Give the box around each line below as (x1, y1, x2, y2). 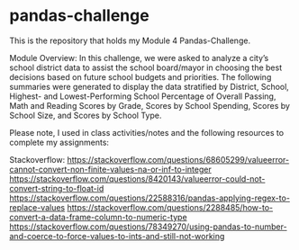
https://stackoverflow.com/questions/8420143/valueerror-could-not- (9, 173, 266, 184)
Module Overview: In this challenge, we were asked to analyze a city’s (9, 52, 269, 63)
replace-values (9, 201, 66, 212)
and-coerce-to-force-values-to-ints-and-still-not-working (9, 230, 225, 241)
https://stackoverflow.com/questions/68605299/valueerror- (67, 154, 290, 165)
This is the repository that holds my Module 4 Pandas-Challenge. (9, 35, 250, 46)
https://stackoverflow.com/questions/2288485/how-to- (67, 201, 274, 212)
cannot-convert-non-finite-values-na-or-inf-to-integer (9, 164, 212, 174)
